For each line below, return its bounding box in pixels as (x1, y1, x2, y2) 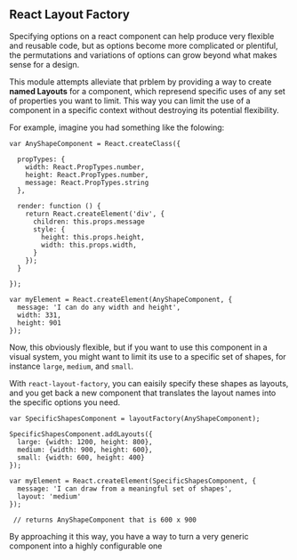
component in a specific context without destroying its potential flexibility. (9, 104, 279, 115)
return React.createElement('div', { (25, 209, 165, 218)
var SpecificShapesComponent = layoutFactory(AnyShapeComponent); (9, 414, 261, 423)
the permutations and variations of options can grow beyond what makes (9, 49, 277, 61)
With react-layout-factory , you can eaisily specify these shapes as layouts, (9, 377, 289, 388)
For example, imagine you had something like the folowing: (9, 122, 225, 133)
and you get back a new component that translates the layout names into (9, 387, 277, 398)
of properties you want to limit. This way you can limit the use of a (9, 95, 251, 106)
